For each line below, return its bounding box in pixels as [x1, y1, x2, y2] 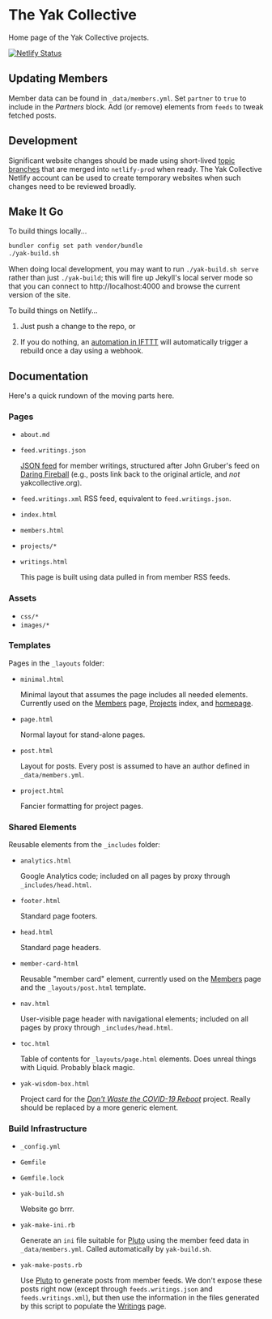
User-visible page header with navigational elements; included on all [19, 1014, 249, 1024]
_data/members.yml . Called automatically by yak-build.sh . [19, 1244, 212, 1254]
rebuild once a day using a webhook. [19, 346, 144, 356]
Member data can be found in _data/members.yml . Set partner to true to [8, 93, 247, 103]
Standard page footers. [19, 911, 98, 921]
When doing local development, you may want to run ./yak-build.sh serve [8, 264, 259, 274]
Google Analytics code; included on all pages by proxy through [19, 871, 231, 881]
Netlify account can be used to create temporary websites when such [8, 173, 241, 182]
